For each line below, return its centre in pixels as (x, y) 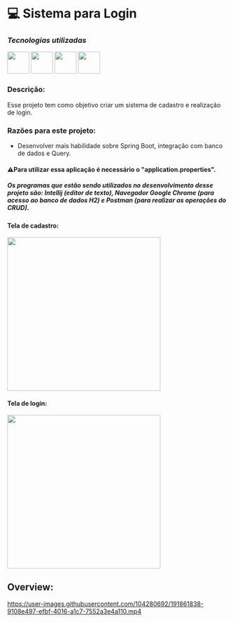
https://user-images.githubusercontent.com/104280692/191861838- (106, 604)
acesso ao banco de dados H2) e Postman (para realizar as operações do (117, 200)
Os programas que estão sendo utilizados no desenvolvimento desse (110, 185)
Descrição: (26, 90)
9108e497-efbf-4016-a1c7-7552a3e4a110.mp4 (75, 611)
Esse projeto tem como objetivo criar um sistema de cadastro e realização (114, 105)
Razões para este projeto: (52, 131)
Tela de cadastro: (33, 225)
